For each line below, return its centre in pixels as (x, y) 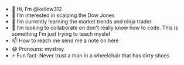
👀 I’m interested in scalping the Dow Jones (63, 15)
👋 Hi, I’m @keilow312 (37, 9)
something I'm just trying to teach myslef (61, 34)
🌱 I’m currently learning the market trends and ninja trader (81, 21)
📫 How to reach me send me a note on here (65, 40)
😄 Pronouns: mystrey (38, 49)
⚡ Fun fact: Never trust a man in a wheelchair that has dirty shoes (91, 55)
